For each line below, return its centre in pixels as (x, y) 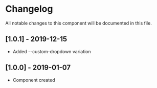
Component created (34, 80)
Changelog (29, 9)
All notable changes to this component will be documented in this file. (78, 23)
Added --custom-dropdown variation (52, 51)
